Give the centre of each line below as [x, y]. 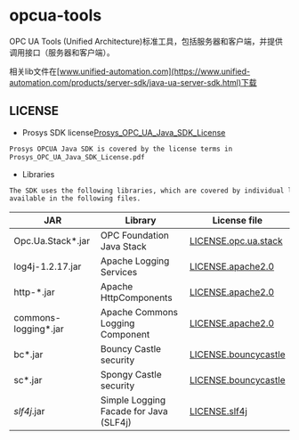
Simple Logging [133, 400]
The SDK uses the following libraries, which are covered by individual [147, 191]
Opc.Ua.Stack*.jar [52, 241]
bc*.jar [28, 354]
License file [237, 221]
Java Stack [124, 247]
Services [119, 273]
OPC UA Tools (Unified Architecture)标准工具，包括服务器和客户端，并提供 [146, 41]
